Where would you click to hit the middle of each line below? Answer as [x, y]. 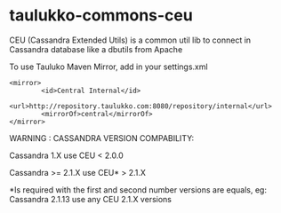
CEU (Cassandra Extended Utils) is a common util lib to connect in [130, 40]
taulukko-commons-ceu [101, 16]
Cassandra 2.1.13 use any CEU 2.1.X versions [90, 199]
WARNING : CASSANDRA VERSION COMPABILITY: [102, 138]
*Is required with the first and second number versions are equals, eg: [138, 189]
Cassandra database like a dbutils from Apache [96, 49]
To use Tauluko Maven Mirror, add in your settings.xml [108, 67]
